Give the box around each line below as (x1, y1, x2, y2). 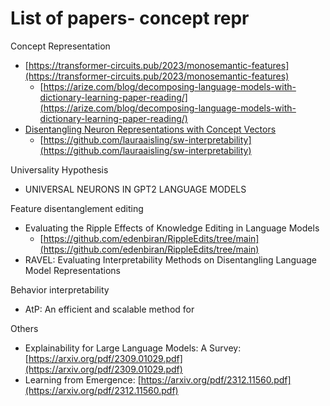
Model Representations (24, 264, 121, 276)
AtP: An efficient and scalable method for (24, 303, 195, 315)
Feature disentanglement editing (10, 202, 144, 214)
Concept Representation (10, 40, 111, 52)
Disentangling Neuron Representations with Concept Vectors (24, 123, 277, 135)
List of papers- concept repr (10, 7, 250, 30)
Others (10, 322, 39, 334)
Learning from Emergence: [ (24, 373, 142, 386)
